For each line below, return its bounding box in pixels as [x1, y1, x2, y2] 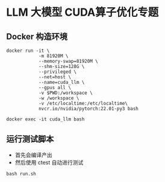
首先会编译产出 [14, 151, 52, 158]
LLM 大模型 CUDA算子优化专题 [6, 5, 159, 19]
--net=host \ [38, 74, 71, 80]
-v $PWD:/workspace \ [38, 90, 93, 96]
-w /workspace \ [38, 95, 79, 101]
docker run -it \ [6, 48, 50, 54]
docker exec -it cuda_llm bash [6, 116, 85, 122]
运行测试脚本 [6, 134, 54, 145]
